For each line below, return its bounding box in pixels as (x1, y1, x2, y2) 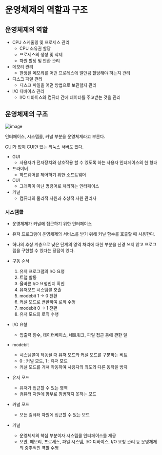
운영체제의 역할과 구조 (5, 4, 88, 16)
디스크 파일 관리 (12, 76, 42, 82)
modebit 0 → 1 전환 (19, 305, 58, 311)
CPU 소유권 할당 (19, 45, 51, 51)
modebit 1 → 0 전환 (19, 293, 58, 299)
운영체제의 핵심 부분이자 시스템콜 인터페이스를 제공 (19, 432, 116, 438)
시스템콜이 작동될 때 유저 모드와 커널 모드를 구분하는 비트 (19, 352, 128, 358)
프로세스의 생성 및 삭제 (19, 52, 63, 57)
